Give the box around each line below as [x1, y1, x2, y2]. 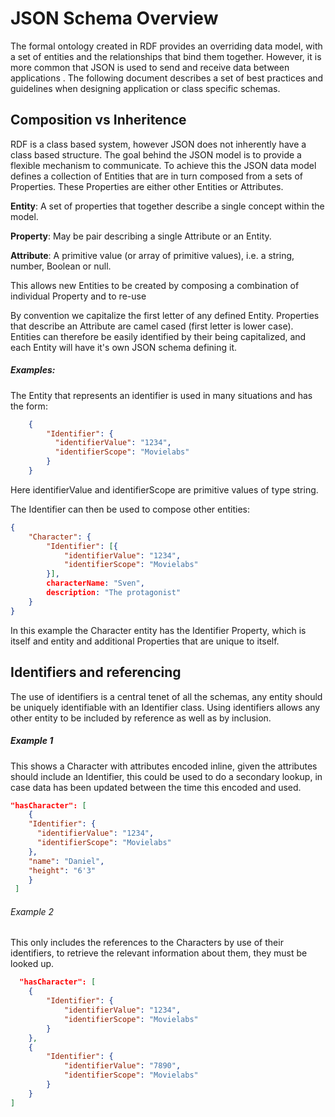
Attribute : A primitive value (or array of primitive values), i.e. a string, [10, 249, 295, 261]
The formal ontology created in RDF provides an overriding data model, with [10, 40, 323, 52]
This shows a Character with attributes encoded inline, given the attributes [10, 760, 318, 772]
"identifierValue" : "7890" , [63, 1061, 182, 1071]
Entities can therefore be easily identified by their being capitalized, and [10, 330, 307, 342]
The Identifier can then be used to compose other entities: [10, 503, 251, 515]
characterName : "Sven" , [46, 578, 145, 589]
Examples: [10, 364, 56, 376]
